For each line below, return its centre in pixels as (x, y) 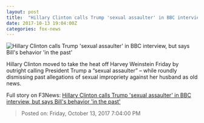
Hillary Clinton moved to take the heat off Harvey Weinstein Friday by (93, 64)
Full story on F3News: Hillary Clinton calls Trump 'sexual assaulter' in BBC (99, 95)
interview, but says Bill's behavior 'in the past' (63, 102)
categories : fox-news (34, 29)
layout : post (23, 12)
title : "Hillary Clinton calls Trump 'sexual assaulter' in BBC (90, 18)
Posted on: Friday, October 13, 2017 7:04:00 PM (81, 113)
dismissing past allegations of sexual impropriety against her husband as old (102, 77)
